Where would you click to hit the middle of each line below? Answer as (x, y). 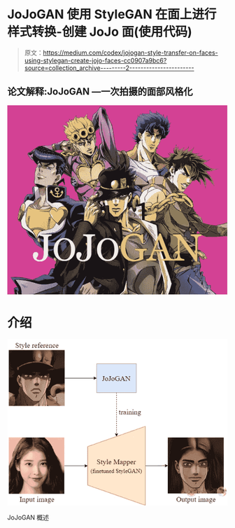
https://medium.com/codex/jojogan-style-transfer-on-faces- (130, 53)
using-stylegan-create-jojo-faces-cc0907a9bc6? (95, 60)
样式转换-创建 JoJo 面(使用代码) (100, 32)
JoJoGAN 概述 (28, 517)
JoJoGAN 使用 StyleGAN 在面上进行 (112, 14)
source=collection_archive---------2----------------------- (109, 68)
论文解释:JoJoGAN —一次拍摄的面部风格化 (100, 92)
